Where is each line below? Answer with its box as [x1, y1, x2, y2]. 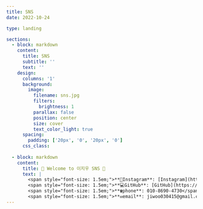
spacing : [22, 132, 45, 138]
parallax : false [33, 109, 74, 115]
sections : [6, 36, 31, 42]
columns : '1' [22, 76, 56, 82]
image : [28, 87, 45, 93]
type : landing [6, 25, 42, 31]
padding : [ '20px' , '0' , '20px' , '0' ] [28, 137, 123, 144]
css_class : [22, 143, 50, 149]
